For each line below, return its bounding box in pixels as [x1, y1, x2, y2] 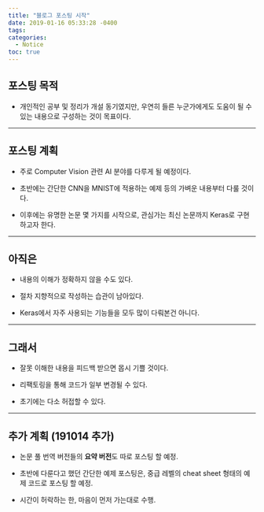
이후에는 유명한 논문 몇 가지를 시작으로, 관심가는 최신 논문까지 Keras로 [19, 210, 236, 219]
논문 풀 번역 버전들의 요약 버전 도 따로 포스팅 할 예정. [19, 452, 179, 462]
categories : [8, 33, 47, 42]
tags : [8, 26, 26, 34]
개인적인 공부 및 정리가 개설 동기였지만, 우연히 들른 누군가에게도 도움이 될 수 [19, 102, 253, 111]
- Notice [15, 41, 44, 49]
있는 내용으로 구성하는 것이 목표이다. [19, 111, 131, 121]
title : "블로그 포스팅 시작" [8, 11, 90, 20]
